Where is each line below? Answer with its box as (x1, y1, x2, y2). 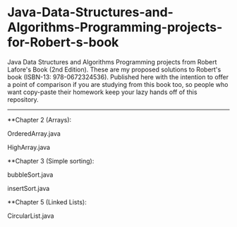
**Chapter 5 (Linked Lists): (7, 197, 87, 206)
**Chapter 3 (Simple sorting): (7, 156, 95, 165)
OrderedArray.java (7, 129, 61, 138)
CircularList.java (7, 211, 54, 220)
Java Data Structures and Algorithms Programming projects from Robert (7, 57, 217, 66)
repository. (7, 95, 39, 103)
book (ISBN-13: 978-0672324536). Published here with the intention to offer (7, 72, 229, 81)
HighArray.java (7, 143, 51, 151)
